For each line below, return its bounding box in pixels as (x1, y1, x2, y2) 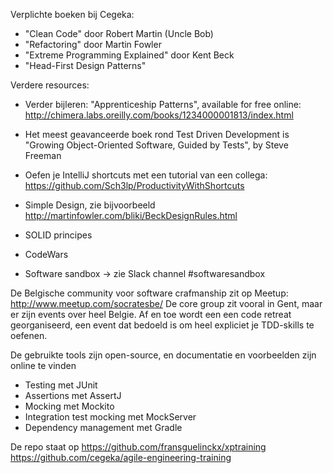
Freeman (24, 150, 62, 161)
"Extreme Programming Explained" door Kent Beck (24, 49, 235, 61)
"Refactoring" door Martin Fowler (24, 39, 162, 50)
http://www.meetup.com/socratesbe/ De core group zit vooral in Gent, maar (10, 298, 323, 309)
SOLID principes (24, 229, 93, 241)
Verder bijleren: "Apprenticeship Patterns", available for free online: (24, 99, 302, 110)
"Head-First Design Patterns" (24, 60, 147, 71)
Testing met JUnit (24, 379, 98, 391)
